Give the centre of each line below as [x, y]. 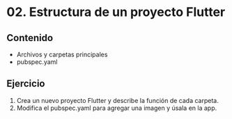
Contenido [30, 38]
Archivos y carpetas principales [62, 54]
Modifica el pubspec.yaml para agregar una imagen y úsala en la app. [117, 108]
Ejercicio [26, 84]
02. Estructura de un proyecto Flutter [116, 12]
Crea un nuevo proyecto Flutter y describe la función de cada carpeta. [117, 100]
